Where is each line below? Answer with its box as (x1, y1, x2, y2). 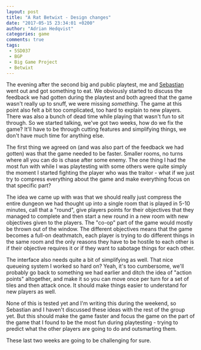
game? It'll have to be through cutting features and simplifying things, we (6, 125, 187, 133)
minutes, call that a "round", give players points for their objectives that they (6, 207, 194, 214)
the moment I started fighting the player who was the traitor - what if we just (6, 169, 195, 177)
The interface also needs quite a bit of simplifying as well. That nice (6, 256, 173, 264)
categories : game (6, 31, 50, 37)
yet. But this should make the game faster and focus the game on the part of (6, 313, 195, 320)
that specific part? (6, 182, 52, 189)
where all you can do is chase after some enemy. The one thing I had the (6, 157, 186, 164)
